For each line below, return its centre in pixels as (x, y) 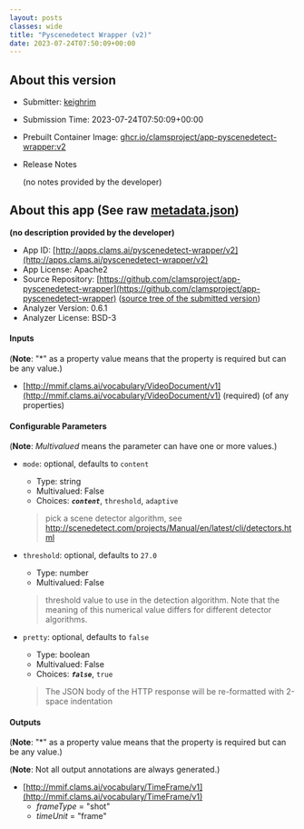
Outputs (25, 722)
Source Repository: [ (61, 279)
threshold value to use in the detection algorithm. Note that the (162, 600)
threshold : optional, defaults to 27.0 (89, 555)
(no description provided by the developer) (92, 232)
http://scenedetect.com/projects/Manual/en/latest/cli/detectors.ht (168, 528)
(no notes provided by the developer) (92, 182)
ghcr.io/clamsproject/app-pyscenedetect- (199, 137)
